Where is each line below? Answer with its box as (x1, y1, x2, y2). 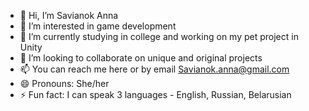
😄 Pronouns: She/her (19, 78, 110, 89)
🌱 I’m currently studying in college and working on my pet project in (19, 31, 299, 42)
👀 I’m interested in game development (19, 20, 177, 32)
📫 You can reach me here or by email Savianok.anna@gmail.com (19, 63, 290, 75)
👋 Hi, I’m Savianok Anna (19, 10, 119, 21)
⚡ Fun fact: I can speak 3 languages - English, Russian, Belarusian (19, 89, 292, 100)
